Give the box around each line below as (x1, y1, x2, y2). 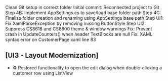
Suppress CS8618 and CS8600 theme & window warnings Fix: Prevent (5, 26, 152, 32)
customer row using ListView (12, 70, 73, 76)
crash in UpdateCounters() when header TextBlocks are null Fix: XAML (5, 31, 153, 37)
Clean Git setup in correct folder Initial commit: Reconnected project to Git (5, 5, 159, 10)
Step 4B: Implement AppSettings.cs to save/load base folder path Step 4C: (5, 10, 161, 16)
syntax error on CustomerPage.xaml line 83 (5, 36, 96, 43)
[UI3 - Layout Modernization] (5, 51, 99, 60)
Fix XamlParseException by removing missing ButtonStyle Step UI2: (5, 20, 146, 26)
